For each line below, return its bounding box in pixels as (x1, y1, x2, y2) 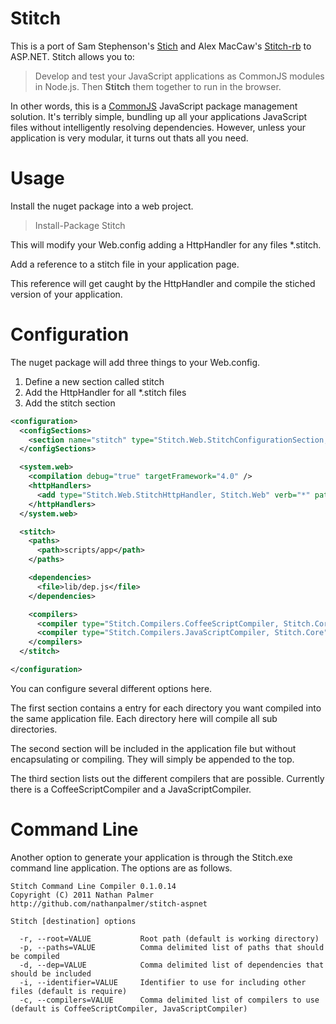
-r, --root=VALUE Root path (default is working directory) (19, 933, 320, 944)
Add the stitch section (24, 397, 116, 409)
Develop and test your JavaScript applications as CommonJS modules (34, 70, 325, 82)
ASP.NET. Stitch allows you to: (10, 50, 135, 62)
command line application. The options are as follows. (10, 862, 233, 874)
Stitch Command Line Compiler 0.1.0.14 (10, 881, 177, 891)
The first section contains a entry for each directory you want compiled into (10, 702, 322, 714)
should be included (10, 968, 92, 979)
